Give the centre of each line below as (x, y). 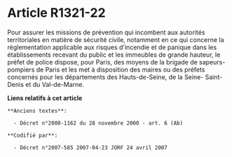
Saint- (214, 77)
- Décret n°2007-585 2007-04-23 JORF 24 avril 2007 (91, 148)
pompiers (21, 69)
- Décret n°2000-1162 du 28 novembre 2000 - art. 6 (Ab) (98, 123)
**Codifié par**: (33, 135)
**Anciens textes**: (37, 111)
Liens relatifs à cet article (45, 98)
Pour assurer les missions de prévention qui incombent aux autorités (106, 32)
